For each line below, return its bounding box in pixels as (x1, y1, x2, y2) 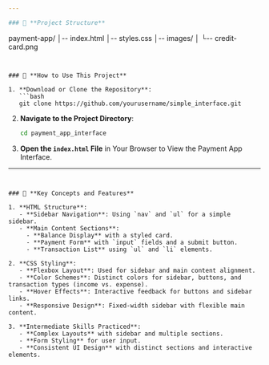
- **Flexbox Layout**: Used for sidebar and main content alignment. (18, 266, 256, 274)
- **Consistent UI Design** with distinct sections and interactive (18, 343, 252, 351)
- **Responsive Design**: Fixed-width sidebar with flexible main (18, 302, 246, 310)
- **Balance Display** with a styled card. (26, 231, 174, 239)
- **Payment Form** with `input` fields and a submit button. (26, 238, 239, 246)
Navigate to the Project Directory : (19, 113, 134, 123)
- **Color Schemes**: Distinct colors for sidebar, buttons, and (18, 274, 242, 282)
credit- (215, 33, 238, 43)
